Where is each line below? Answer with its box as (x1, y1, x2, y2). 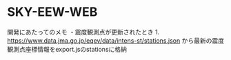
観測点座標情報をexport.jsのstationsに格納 (7, 45, 128, 53)
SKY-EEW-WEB (7, 4, 98, 20)
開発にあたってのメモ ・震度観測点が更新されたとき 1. (7, 28, 160, 36)
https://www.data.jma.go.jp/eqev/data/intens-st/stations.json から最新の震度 (7, 36, 224, 45)
